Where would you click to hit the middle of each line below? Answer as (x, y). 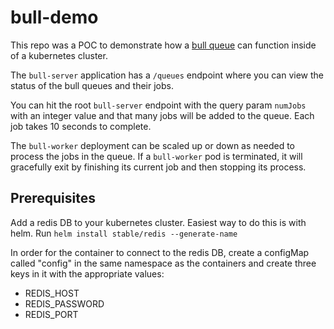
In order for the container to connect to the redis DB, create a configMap (160, 252)
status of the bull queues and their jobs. (92, 85)
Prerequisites (53, 198)
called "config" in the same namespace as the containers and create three (163, 263)
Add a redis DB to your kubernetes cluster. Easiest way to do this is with (158, 222)
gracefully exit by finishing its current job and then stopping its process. (158, 167)
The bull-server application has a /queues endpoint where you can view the (167, 75)
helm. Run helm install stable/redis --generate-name (124, 233)
